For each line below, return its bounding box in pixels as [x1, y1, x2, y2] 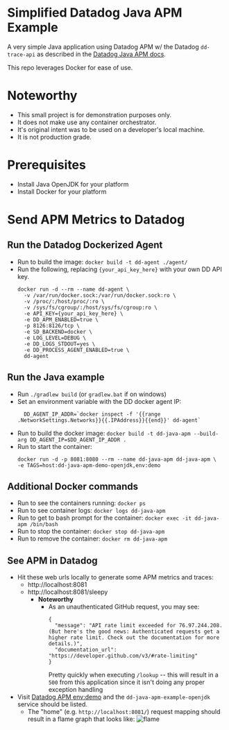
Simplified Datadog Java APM [7, 5, 183, 21]
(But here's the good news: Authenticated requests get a [48, 628, 220, 636]
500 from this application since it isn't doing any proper [48, 678, 205, 686]
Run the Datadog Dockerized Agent [7, 239, 163, 251]
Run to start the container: [17, 442, 92, 450]
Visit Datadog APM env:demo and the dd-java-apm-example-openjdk [17, 693, 210, 702]
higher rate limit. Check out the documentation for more [48, 634, 220, 641]
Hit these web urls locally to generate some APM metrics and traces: [17, 573, 214, 582]
